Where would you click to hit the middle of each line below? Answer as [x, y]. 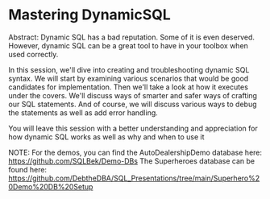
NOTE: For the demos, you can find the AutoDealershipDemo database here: [135, 152]
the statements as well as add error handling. [83, 112]
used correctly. [33, 54]
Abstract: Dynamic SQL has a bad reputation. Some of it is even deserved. [132, 37]
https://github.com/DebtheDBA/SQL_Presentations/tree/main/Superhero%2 [134, 178]
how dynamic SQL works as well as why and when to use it [106, 137]
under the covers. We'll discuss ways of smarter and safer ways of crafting [133, 95]
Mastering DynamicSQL [89, 15]
